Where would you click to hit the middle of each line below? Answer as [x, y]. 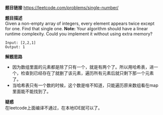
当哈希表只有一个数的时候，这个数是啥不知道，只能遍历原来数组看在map [85, 85]
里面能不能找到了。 [32, 91]
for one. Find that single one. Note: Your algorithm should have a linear [77, 29]
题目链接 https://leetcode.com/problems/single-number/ [62, 8]
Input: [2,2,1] [21, 43]
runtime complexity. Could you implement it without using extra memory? [79, 34]
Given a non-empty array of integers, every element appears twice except [80, 23]
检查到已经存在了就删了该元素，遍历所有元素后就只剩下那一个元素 [87, 73]
